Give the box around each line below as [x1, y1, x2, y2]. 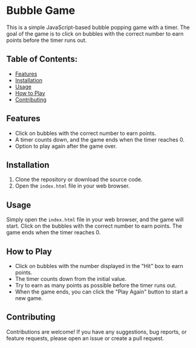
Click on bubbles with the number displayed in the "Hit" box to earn [15, 263, 183, 269]
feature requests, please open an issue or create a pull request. [6, 334, 165, 342]
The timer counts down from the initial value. [15, 275, 127, 282]
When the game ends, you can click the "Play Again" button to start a [15, 288, 188, 295]
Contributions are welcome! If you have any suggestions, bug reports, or [6, 328, 187, 335]
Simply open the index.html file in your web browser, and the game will [6, 216, 184, 223]
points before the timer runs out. [6, 36, 87, 44]
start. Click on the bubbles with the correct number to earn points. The [6, 222, 183, 230]
